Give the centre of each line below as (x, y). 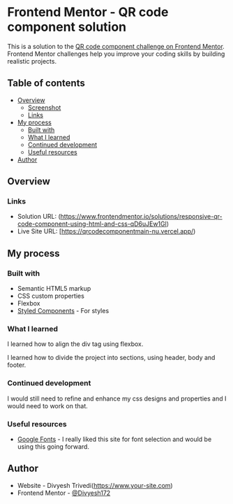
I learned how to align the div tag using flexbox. (75, 344)
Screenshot (44, 107)
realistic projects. (32, 61)
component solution (67, 27)
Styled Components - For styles (63, 311)
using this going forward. (53, 447)
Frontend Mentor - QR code (88, 12)
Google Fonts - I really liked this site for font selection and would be (114, 439)
